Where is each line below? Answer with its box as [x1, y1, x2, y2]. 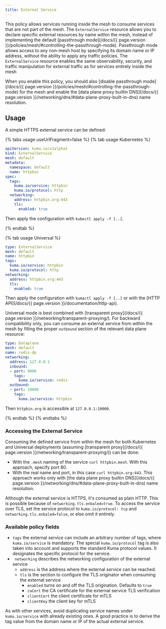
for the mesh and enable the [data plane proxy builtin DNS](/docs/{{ [19, 89, 159, 95]
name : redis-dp [5, 350, 37, 355]
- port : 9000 [9, 369, 37, 374]
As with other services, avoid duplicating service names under [5, 608, 133, 614]
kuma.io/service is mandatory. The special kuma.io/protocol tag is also [12, 540, 159, 546]
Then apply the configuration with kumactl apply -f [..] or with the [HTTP [5, 295, 160, 301]
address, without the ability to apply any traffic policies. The [5, 53, 128, 59]
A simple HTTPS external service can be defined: [5, 127, 106, 133]
